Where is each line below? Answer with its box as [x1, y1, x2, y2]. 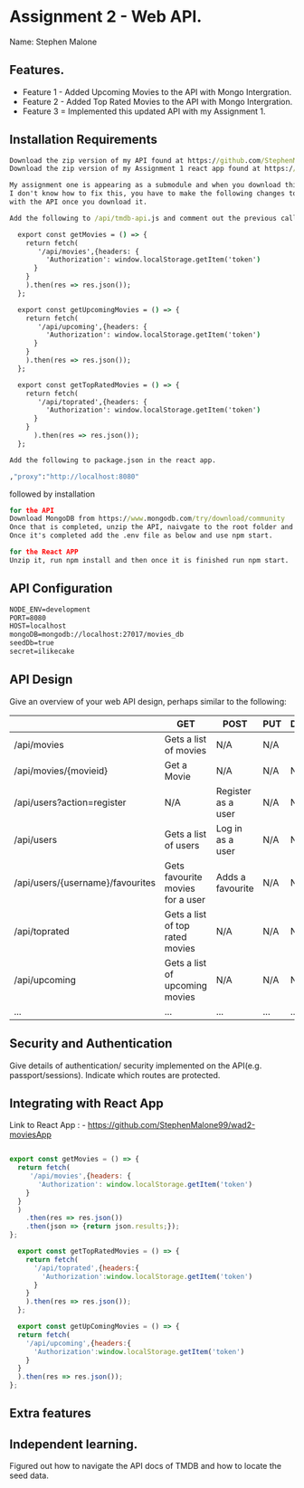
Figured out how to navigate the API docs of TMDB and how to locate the [9, 1461, 282, 1472]
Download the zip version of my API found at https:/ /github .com [9, 156, 261, 165]
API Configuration [9, 581, 113, 596]
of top [164, 919, 190, 932]
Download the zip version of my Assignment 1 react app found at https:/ [9, 165, 294, 174]
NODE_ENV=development [9, 604, 91, 614]
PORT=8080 [9, 613, 47, 622]
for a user [164, 893, 206, 905]
